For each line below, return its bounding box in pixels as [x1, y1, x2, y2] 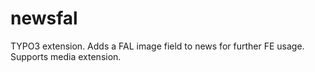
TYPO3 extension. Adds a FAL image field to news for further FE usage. [10, 40, 305, 52]
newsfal [10, 7, 78, 30]
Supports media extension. [10, 50, 122, 62]
